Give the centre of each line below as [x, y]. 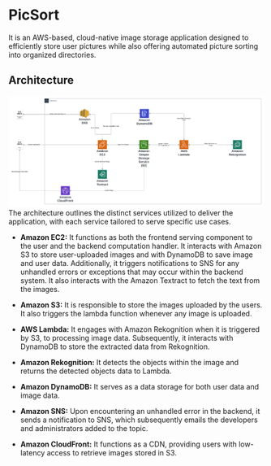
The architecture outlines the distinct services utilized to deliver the [121, 212]
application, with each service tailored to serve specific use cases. [120, 221]
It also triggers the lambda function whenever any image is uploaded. [136, 313]
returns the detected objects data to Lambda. [96, 371]
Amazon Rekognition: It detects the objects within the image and [129, 362]
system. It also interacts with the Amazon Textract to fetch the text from [140, 280]
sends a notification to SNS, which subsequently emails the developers [139, 420]
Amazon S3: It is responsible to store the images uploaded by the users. [141, 305]
